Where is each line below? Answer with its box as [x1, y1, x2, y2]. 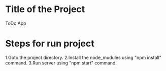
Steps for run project [5, 38, 95, 49]
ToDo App [5, 20, 26, 26]
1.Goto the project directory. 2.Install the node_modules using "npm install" [5, 54, 161, 60]
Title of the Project [5, 4, 85, 15]
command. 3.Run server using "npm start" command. [5, 59, 117, 66]
